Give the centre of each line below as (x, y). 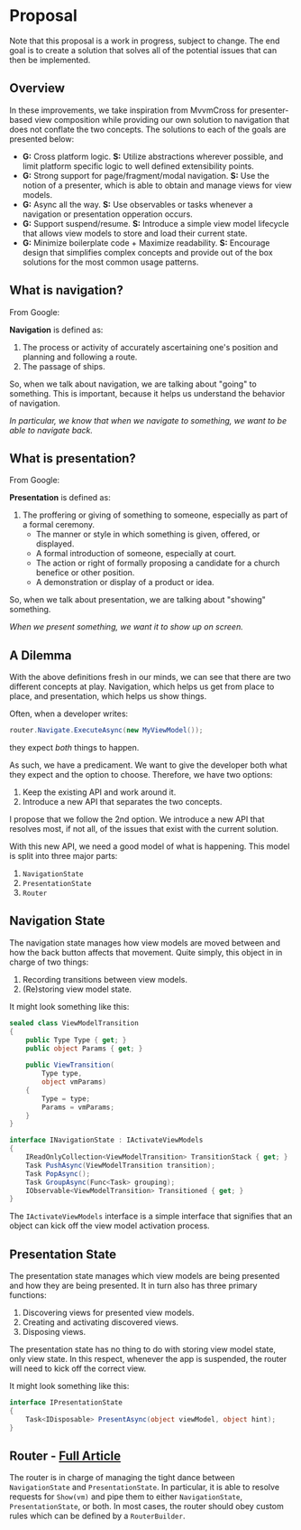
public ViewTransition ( (70, 1065)
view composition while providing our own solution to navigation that (162, 119)
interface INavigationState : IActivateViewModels (106, 1140)
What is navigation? (66, 290)
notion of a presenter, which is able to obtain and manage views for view (157, 185)
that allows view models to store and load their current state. (135, 233)
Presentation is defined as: (60, 498)
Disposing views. (54, 1332)
